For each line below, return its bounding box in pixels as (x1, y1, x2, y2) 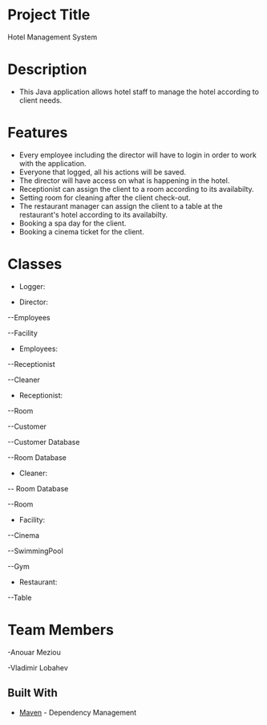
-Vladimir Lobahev (7, 662, 69, 672)
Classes (7, 255, 63, 273)
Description (7, 60, 87, 79)
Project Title (7, 6, 91, 24)
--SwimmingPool (7, 546, 63, 556)
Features (7, 124, 68, 142)
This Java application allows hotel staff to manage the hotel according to (18, 87, 260, 96)
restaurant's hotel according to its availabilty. (18, 210, 168, 219)
